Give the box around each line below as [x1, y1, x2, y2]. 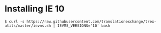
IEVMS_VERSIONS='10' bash [57, 23, 110, 28]
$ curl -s [4, 19, 25, 24]
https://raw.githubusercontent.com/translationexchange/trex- [26, 19, 157, 24]
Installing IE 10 [4, 3, 65, 14]
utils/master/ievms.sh [4, 23, 51, 28]
